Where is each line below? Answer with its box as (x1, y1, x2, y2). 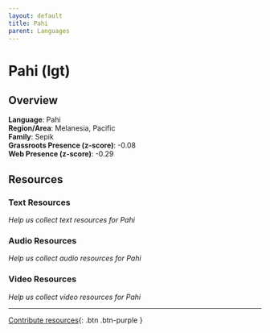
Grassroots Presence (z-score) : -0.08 (8, 140, 137, 150)
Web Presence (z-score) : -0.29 (8, 149, 114, 159)
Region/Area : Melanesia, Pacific (8, 123, 116, 133)
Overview (8, 94, 59, 107)
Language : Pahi (8, 114, 62, 125)
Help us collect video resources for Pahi (8, 292, 141, 302)
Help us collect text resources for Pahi (8, 215, 135, 225)
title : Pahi (8, 19, 48, 27)
